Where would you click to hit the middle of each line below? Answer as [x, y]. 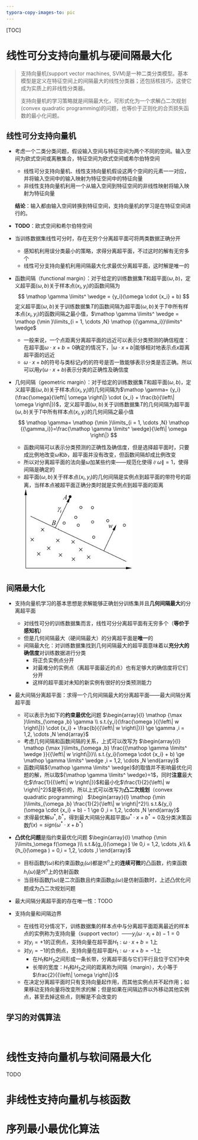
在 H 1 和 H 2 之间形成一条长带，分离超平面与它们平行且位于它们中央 [111, 960]
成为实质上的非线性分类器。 [54, 88]
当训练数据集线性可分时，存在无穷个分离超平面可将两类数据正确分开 [98, 238]
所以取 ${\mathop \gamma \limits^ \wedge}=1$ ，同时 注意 [113, 775]
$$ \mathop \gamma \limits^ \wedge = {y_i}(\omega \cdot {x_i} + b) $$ [104, 296]
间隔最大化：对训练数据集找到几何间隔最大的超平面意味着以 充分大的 [106, 645]
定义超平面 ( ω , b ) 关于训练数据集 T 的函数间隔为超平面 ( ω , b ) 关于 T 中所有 [99, 306]
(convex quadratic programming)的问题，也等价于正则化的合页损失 [102, 108]
